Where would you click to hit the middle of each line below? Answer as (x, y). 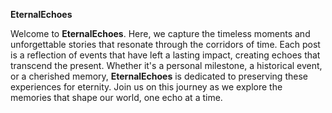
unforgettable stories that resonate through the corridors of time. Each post (165, 44)
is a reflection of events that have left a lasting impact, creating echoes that (165, 55)
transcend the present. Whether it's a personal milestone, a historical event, (166, 65)
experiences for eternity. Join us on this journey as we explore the (146, 87)
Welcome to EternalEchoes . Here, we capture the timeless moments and (160, 33)
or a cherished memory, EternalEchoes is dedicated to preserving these (159, 76)
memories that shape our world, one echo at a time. (116, 97)
